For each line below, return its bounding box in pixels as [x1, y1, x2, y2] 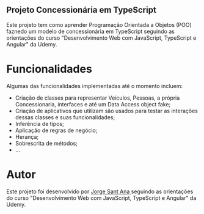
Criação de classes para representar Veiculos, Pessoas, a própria [15, 94, 180, 101]
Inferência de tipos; [15, 120, 64, 127]
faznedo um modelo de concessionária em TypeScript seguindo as [6, 28, 175, 35]
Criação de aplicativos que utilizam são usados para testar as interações [15, 107, 199, 114]
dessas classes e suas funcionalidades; [15, 113, 115, 121]
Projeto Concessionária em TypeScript [6, 5, 157, 15]
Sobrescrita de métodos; [15, 139, 78, 147]
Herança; [15, 133, 38, 140]
